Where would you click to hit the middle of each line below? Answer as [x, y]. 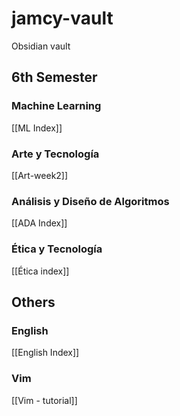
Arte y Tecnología [55, 154]
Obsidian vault [41, 46]
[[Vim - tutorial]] [44, 400]
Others [33, 302]
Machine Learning [56, 106]
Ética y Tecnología [57, 249]
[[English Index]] [45, 353]
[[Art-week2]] [40, 175]
